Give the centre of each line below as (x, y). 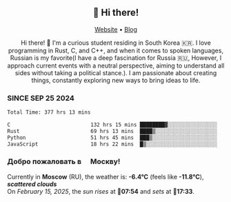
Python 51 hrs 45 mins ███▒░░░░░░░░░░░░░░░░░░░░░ (112, 138)
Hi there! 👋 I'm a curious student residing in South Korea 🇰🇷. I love (116, 43)
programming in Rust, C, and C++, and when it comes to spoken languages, (116, 50)
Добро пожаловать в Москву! (64, 161)
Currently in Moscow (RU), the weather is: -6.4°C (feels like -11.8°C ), (106, 176)
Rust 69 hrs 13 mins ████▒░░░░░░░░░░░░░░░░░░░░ (112, 131)
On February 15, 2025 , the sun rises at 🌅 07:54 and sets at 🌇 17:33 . (101, 191)
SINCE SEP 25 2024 (41, 98)
